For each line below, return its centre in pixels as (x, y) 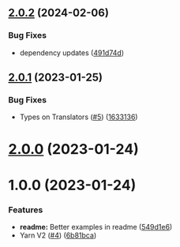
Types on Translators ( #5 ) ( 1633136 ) (79, 117)
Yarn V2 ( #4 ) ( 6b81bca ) (58, 235)
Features (26, 210)
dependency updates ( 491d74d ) (72, 52)
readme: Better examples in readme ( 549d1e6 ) (96, 227)
